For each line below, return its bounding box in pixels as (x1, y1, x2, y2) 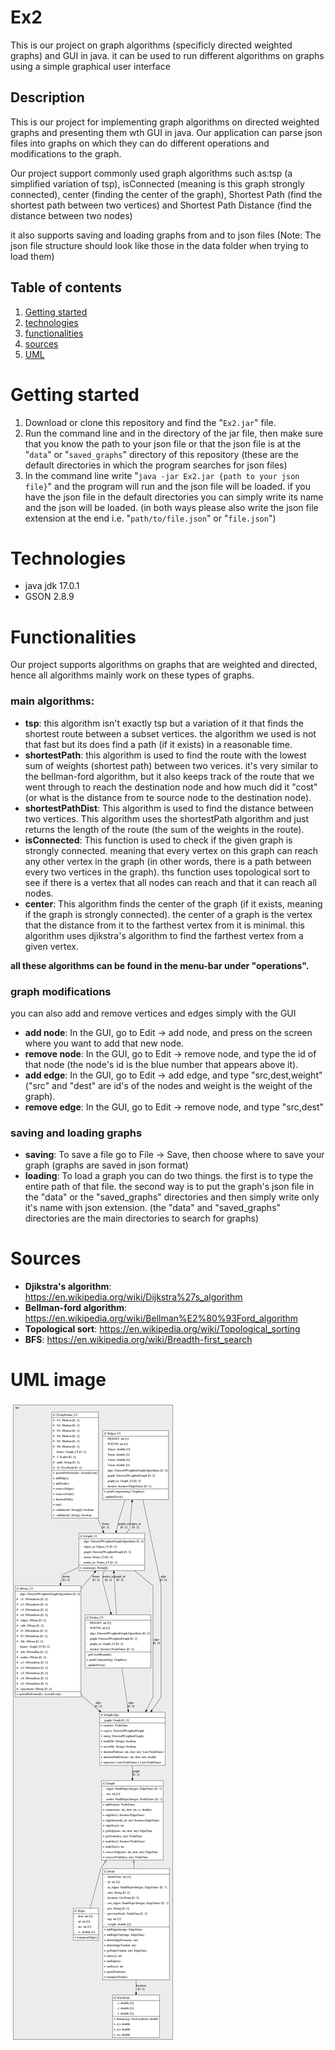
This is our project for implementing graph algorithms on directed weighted (10, 116, 320, 128)
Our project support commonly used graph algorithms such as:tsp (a (10, 167, 293, 179)
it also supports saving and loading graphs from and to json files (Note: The (10, 229, 322, 241)
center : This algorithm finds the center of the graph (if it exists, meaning (24, 897, 323, 910)
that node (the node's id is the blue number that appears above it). (24, 1058, 299, 1070)
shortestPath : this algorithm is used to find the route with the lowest (24, 749, 307, 761)
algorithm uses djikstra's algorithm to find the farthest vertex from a (24, 929, 304, 941)
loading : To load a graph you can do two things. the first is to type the (24, 1170, 314, 1182)
